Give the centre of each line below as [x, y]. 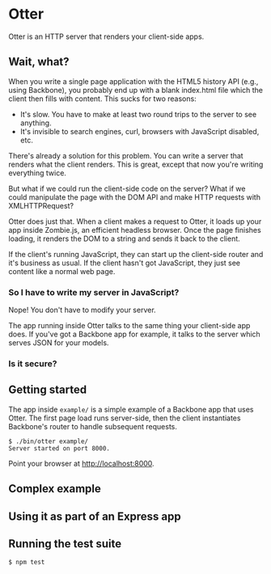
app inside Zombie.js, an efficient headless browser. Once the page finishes [135, 230]
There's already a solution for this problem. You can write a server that [126, 155]
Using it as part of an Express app [95, 516]
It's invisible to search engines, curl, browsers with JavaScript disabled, [140, 131]
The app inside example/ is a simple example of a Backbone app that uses [131, 409]
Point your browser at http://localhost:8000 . [82, 463]
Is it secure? [33, 363]
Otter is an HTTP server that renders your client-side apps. [106, 36]
